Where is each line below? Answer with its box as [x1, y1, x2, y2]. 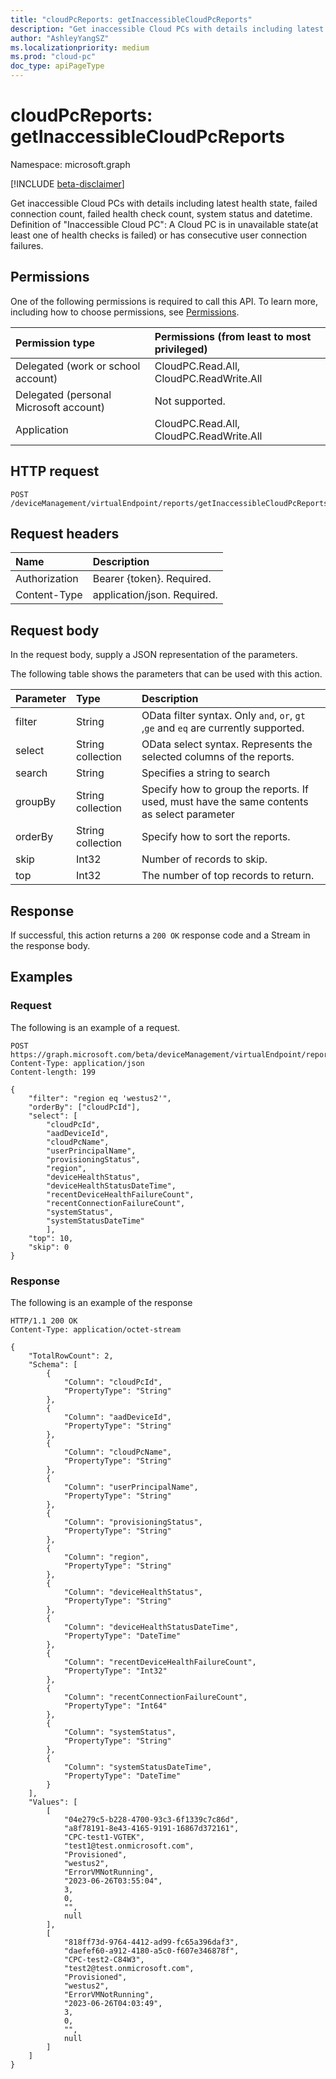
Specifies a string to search [141, 766, 271, 780]
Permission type [15, 336, 96, 350]
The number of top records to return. [141, 869, 315, 883]
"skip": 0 [28, 1242, 70, 1252]
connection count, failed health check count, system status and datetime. [10, 207, 313, 220]
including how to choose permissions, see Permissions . [10, 306, 240, 318]
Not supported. [154, 394, 226, 408]
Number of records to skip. [141, 852, 268, 866]
